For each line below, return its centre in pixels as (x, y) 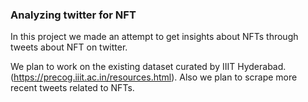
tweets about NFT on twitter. (69, 47)
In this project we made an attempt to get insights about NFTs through (154, 37)
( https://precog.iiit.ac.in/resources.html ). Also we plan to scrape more (154, 77)
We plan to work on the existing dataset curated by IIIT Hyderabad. (148, 67)
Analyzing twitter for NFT (73, 15)
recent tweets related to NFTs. (72, 88)
